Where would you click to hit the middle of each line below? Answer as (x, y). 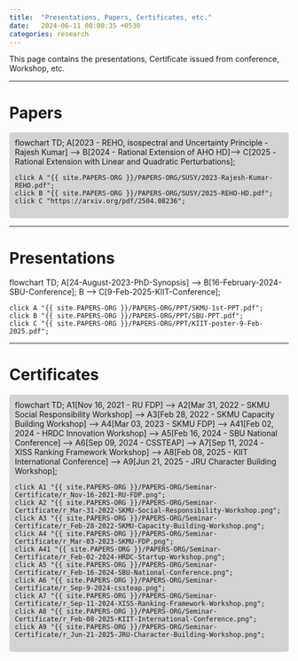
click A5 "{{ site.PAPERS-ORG (71, 565)
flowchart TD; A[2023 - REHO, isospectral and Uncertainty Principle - (141, 143)
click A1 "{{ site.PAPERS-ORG (71, 488)
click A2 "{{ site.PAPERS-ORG (71, 503)
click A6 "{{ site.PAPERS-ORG (71, 581)
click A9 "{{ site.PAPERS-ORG (71, 627)
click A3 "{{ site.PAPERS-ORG (71, 519)
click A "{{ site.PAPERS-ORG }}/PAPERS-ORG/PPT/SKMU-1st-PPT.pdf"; (137, 308)
